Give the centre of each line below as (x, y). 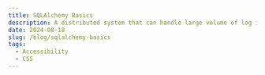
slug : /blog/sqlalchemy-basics (60, 37)
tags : (17, 45)
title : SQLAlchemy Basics (50, 15)
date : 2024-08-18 (37, 30)
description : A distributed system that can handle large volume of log (130, 23)
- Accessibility (42, 52)
